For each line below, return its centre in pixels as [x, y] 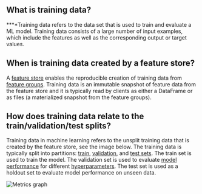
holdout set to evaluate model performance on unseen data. [81, 173]
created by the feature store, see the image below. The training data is [94, 147]
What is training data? [49, 10]
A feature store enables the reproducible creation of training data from [94, 78]
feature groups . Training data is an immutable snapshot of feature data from [101, 84]
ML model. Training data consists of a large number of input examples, [95, 31]
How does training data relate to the [75, 116]
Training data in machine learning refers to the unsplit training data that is [98, 140]
